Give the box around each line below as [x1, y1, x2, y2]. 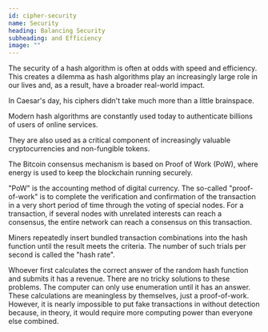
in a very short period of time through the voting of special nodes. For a [8, 201, 244, 210]
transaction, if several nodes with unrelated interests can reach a [8, 209, 222, 218]
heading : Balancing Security [8, 26, 106, 34]
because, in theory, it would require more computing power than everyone [8, 308, 254, 318]
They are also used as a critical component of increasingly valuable [8, 135, 230, 145]
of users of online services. [8, 120, 98, 130]
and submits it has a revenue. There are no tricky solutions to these [8, 274, 230, 284]
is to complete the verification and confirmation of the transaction [39, 192, 256, 202]
